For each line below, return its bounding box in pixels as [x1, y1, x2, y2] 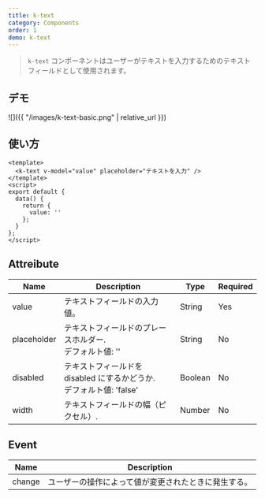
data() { [15, 195, 44, 203]
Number [180, 404, 211, 415]
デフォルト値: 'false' [64, 384, 139, 395]
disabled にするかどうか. [64, 372, 155, 383]
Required [218, 281, 253, 292]
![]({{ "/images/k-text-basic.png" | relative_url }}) [8, 113, 167, 122]
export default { [8, 188, 65, 195]
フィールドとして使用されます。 [27, 66, 131, 76]
